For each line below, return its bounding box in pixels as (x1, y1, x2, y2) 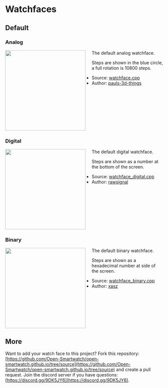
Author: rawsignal (92, 179, 128, 185)
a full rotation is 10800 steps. (92, 65, 151, 71)
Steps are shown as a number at (92, 159, 159, 165)
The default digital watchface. (92, 149, 154, 155)
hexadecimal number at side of (92, 263, 156, 269)
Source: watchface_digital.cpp (92, 174, 154, 180)
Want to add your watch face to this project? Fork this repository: (5, 350, 139, 357)
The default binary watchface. (92, 247, 154, 254)
